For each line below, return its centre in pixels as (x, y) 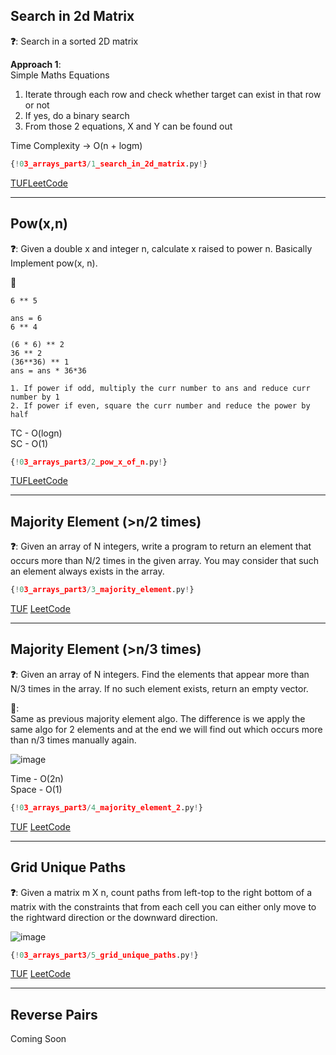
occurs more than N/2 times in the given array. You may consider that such (165, 561)
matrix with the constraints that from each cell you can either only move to (163, 906)
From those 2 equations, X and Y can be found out (128, 126)
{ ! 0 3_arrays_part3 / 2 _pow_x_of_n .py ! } (89, 462)
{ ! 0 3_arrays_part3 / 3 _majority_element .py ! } (102, 590)
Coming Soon (38, 1039)
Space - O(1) (36, 789)
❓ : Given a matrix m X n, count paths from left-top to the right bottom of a (161, 892)
